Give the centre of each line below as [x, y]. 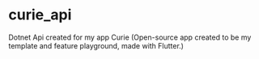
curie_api [40, 15]
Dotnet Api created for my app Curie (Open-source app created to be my [130, 37]
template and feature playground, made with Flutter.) [96, 45]
